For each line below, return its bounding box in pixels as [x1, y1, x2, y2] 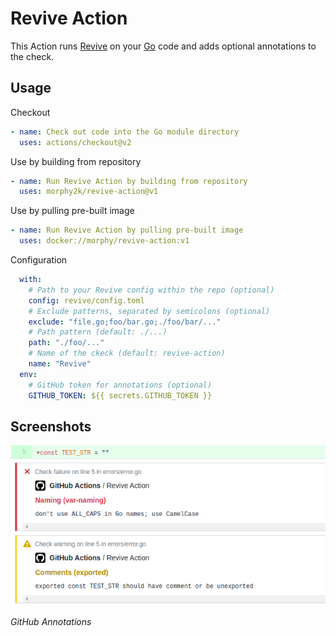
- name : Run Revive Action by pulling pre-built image [10, 225, 244, 236]
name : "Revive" [28, 359, 92, 369]
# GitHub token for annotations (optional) [28, 380, 213, 390]
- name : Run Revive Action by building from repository [10, 176, 248, 186]
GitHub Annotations [10, 616, 92, 628]
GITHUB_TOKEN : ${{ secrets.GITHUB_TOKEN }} [28, 390, 213, 401]
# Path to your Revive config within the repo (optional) [28, 285, 275, 295]
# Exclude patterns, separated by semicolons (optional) [28, 306, 271, 316]
